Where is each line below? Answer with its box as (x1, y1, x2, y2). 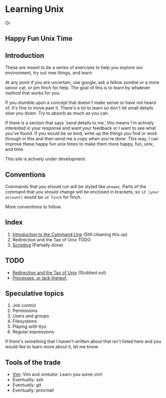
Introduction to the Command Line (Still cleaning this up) (12, 231, 128, 237)
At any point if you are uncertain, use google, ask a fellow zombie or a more (5, 80, 160, 86)
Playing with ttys (12, 323, 47, 329)
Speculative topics (5, 289, 64, 298)
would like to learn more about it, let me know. (5, 344, 99, 350)
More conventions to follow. (5, 203, 62, 209)
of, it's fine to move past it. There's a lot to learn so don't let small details (5, 105, 154, 111)
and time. (5, 146, 25, 152)
